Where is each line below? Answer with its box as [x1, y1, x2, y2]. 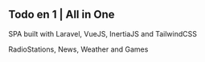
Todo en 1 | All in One [8, 8, 115, 21]
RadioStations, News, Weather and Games [8, 45, 149, 54]
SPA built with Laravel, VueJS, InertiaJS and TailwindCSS [8, 29, 197, 38]
